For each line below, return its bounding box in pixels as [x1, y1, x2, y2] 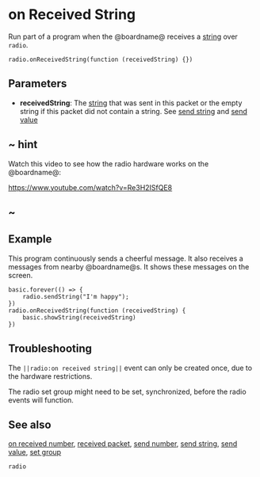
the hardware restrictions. [8, 371, 93, 381]
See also [8, 418, 52, 431]
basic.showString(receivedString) [22, 313, 136, 322]
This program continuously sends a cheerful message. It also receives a [8, 254, 243, 263]
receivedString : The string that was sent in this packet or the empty [19, 97, 243, 108]
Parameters [8, 77, 67, 90]
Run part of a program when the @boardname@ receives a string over [8, 32, 238, 41]
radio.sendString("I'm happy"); [22, 292, 129, 300]
